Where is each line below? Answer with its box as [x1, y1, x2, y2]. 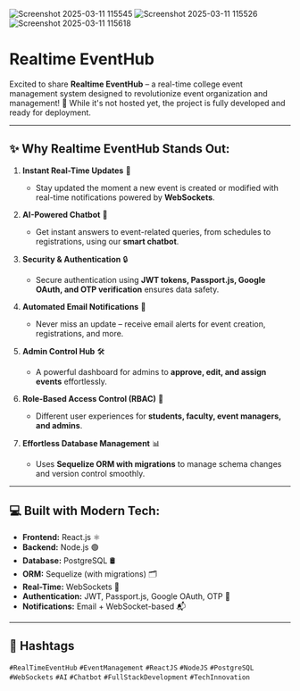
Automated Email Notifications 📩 [21, 301, 146, 312]
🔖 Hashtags [9, 638, 75, 654]
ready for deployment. [9, 107, 92, 118]
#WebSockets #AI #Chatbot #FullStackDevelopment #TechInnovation [9, 673, 250, 682]
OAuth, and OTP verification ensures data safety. [35, 284, 220, 295]
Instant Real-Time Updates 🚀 [21, 165, 131, 176]
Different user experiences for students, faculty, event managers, [35, 411, 281, 421]
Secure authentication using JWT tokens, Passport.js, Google [35, 274, 266, 285]
